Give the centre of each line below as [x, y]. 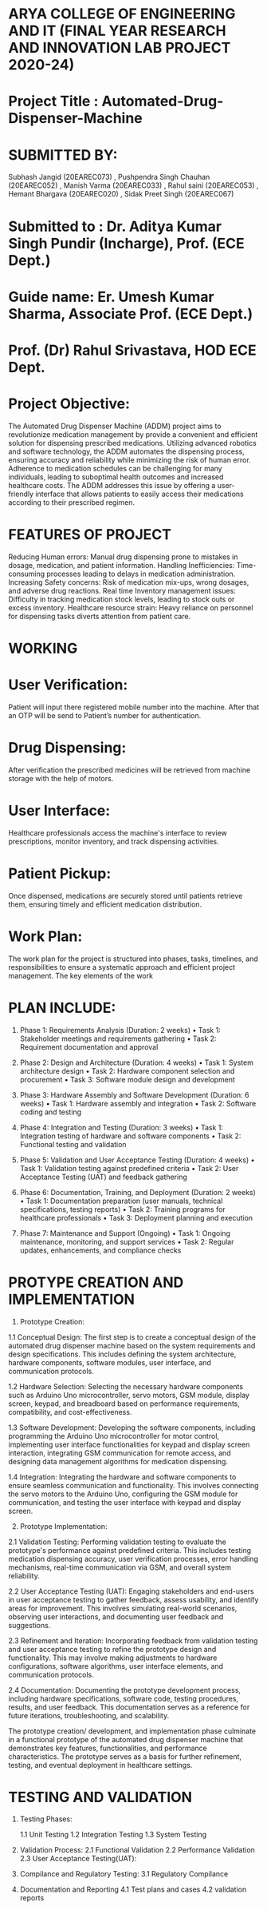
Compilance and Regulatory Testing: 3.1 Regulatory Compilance [124, 1874]
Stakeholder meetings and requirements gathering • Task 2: [118, 1038]
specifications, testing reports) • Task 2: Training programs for [122, 1209]
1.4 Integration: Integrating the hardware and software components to [122, 1477]
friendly [21, 494]
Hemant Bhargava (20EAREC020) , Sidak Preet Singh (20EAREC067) [121, 194]
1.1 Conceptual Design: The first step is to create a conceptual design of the [132, 1337]
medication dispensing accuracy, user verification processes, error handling [133, 1559]
